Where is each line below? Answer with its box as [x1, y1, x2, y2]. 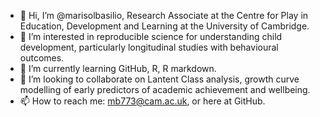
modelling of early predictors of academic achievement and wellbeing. [19, 84, 311, 95]
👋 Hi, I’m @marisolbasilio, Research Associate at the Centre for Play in [19, 10, 309, 21]
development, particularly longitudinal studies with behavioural [19, 41, 279, 53]
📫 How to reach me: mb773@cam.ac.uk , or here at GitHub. [19, 95, 266, 107]
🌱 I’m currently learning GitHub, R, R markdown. [19, 63, 217, 74]
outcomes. [19, 52, 65, 64]
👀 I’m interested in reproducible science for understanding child [19, 31, 283, 42]
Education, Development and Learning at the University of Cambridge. [19, 20, 310, 32]
